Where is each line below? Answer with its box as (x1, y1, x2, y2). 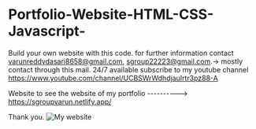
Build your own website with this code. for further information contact (8, 48, 234, 57)
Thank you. (8, 112, 45, 121)
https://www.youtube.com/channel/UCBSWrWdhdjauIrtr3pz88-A (8, 73, 218, 83)
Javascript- (8, 22, 86, 40)
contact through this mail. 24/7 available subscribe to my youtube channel (8, 64, 249, 74)
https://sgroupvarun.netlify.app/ (8, 97, 112, 106)
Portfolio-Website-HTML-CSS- (8, 6, 214, 24)
